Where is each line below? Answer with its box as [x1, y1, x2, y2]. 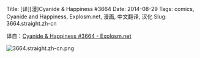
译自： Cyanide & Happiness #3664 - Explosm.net [6, 32, 131, 40]
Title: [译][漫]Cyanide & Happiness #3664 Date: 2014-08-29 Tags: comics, [6, 5, 194, 12]
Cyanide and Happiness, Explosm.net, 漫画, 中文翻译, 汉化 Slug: [6, 13, 167, 20]
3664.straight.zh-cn [6, 20, 57, 27]
